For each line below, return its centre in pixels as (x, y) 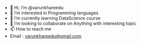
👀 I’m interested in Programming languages (54, 13)
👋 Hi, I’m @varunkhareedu (37, 8)
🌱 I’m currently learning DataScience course (55, 18)
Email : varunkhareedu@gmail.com (46, 36)
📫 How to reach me (30, 29)
